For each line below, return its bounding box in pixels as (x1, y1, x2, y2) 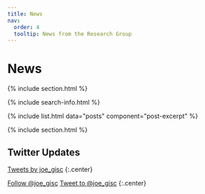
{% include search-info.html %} (7, 98, 100, 107)
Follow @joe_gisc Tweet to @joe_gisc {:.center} (7, 179, 147, 187)
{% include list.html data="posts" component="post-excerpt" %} (7, 112, 199, 121)
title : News (7, 10, 43, 18)
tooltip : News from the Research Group (14, 30, 132, 38)
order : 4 (14, 23, 40, 31)
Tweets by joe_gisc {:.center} (7, 165, 93, 173)
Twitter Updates (7, 146, 80, 158)
